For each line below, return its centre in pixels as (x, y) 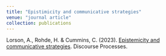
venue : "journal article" (39, 17)
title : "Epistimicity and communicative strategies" (74, 12)
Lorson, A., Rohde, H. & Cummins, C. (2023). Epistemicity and (83, 40)
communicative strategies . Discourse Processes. (67, 46)
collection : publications (39, 23)
